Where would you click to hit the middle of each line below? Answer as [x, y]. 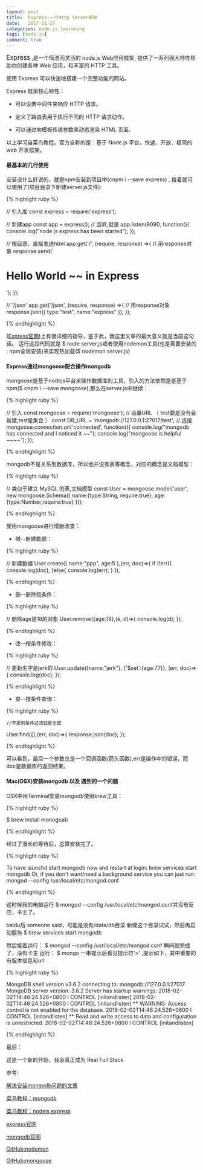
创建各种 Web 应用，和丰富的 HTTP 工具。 [69, 65]
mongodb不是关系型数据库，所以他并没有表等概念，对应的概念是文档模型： [100, 464]
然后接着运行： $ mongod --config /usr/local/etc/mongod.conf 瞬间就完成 [98, 945]
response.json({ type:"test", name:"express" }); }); [69, 312]
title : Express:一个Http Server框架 [52, 18]
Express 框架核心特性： [36, 91]
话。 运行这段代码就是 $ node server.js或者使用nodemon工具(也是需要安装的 [101, 344]
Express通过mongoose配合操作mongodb [59, 366]
